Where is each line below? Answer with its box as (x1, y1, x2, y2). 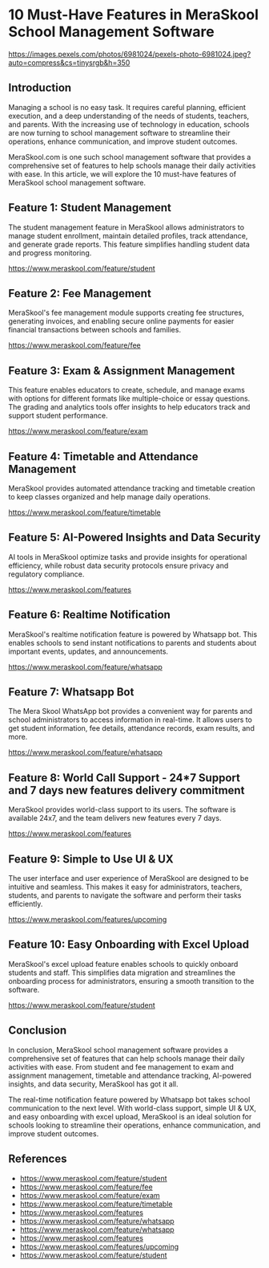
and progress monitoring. (8, 247, 92, 258)
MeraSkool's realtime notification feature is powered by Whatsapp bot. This (8, 629, 258, 639)
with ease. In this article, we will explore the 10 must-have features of (8, 169, 237, 178)
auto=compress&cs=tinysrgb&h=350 (8, 58, 130, 67)
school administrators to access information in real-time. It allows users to (8, 715, 252, 724)
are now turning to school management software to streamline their (8, 128, 231, 137)
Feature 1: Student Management (8, 201, 172, 214)
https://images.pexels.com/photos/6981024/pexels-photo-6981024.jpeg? (8, 49, 251, 59)
